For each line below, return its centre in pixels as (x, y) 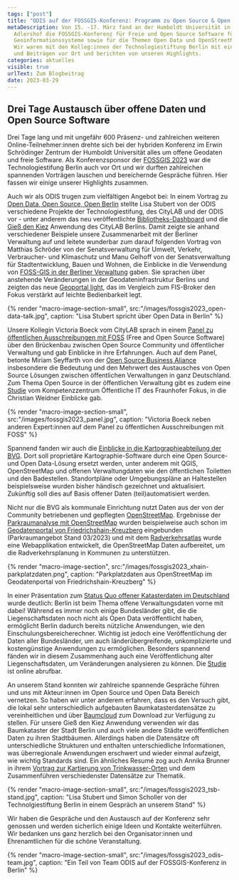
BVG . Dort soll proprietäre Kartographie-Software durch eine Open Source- (118, 456)
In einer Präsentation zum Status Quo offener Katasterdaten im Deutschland (118, 596)
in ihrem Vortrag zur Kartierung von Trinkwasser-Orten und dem (101, 768)
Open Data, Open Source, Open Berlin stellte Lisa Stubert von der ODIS (112, 204)
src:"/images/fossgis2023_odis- (176, 855)
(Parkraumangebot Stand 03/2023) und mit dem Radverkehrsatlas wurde (115, 538)
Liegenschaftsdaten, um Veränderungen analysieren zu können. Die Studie (117, 664)
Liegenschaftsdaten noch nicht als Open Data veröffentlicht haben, (106, 618)
